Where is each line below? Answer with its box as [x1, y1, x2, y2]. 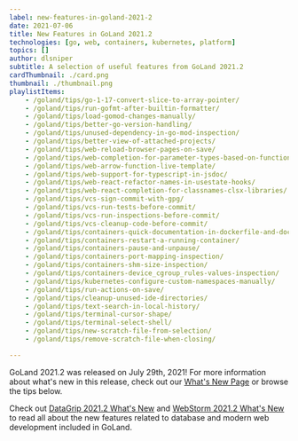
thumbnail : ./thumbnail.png [9, 79, 114, 88]
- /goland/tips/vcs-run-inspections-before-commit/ [25, 210, 220, 220]
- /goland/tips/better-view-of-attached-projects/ [25, 137, 216, 146]
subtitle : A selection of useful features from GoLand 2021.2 [9, 63, 244, 72]
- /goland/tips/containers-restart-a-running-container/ [25, 236, 240, 245]
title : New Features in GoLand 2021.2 [9, 29, 153, 38]
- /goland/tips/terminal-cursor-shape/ [25, 310, 173, 319]
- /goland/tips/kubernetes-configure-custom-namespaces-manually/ [25, 277, 276, 286]
